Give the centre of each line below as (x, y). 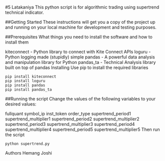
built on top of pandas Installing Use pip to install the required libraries (77, 67)
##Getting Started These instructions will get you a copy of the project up (80, 22)
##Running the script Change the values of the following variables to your (81, 99)
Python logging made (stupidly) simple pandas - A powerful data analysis (80, 57)
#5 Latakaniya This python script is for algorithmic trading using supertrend (82, 7)
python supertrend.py (27, 144)
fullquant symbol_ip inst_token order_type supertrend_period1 (68, 114)
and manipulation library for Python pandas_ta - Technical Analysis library (81, 62)
